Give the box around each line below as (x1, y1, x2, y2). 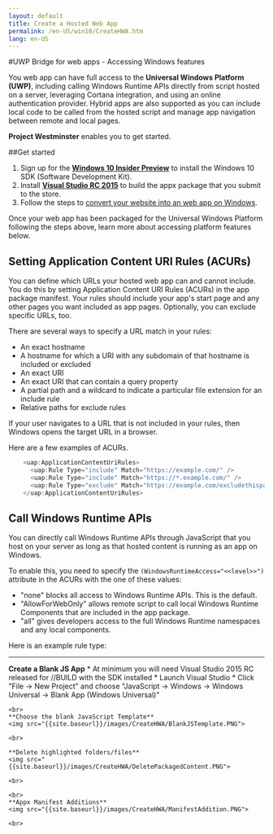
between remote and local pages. (8, 116, 121, 126)
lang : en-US (8, 34, 49, 43)
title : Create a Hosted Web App (8, 20, 118, 28)
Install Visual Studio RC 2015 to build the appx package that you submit (19, 181, 262, 190)
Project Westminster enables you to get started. (8, 132, 171, 142)
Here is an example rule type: (8, 640, 107, 651)
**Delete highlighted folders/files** (8, 749, 140, 757)
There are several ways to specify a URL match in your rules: (8, 326, 213, 336)
